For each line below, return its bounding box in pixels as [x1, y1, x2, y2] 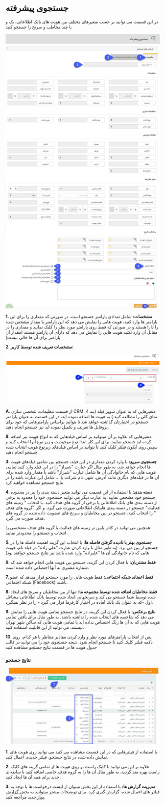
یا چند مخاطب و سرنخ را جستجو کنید [5, 24, 72, 29]
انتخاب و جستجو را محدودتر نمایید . [5, 530, 69, 536]
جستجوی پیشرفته [5, 2, 69, 14]
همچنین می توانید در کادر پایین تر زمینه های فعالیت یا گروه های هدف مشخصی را [5, 524, 151, 530]
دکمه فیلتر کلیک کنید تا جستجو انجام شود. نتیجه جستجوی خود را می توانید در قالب [5, 639, 153, 645]
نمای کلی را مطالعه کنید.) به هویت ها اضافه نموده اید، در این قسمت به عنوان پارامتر [5, 413, 158, 419]
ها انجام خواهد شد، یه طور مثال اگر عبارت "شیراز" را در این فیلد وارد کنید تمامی [5, 464, 151, 470]
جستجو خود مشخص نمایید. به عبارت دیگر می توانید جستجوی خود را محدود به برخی [5, 494, 156, 500]
